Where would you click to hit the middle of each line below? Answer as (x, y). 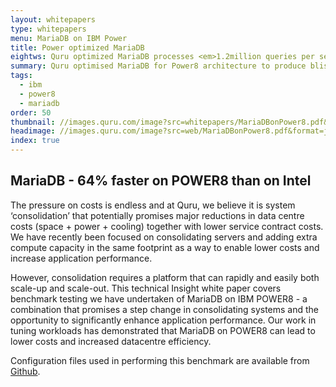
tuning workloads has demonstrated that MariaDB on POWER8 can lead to (163, 330)
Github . (25, 371)
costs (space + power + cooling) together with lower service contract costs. (167, 226)
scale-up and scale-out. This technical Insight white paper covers (146, 288)
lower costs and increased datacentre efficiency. (111, 341)
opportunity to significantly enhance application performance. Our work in (163, 320)
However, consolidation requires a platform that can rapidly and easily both (165, 277)
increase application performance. (81, 258)
